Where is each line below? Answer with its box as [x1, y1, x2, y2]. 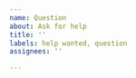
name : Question [9, 13, 67, 23]
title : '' [9, 30, 47, 39]
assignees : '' [9, 47, 63, 56]
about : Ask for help [9, 22, 88, 31]
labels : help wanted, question [9, 38, 128, 48]
